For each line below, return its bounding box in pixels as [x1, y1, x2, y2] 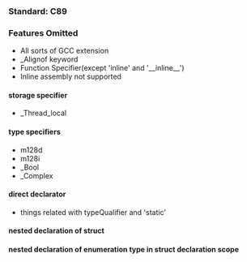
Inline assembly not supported [19, 71, 121, 82]
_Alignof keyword [19, 54, 79, 64]
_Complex [19, 170, 53, 180]
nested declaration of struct [8, 225, 105, 236]
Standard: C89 [8, 6, 67, 17]
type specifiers [8, 127, 61, 137]
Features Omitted [8, 27, 79, 38]
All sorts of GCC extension [19, 46, 109, 56]
